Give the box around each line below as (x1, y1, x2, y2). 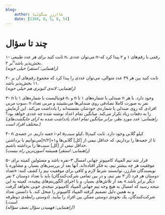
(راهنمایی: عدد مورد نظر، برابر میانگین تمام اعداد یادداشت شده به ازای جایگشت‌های (5, 115, 158, 121)
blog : (5, 7, 17, 12)
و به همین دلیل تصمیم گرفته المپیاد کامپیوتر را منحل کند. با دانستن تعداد (5, 188, 135, 194)
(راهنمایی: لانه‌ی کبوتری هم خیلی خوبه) (5, 85, 76, 91)
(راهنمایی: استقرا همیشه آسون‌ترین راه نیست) (5, 147, 90, 153)
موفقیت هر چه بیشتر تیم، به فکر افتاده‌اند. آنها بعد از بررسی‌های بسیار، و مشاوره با (5, 162, 155, 168)
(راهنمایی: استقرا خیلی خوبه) (5, 65, 58, 71)
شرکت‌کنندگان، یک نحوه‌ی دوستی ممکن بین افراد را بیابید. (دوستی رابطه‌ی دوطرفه (5, 193, 155, 200)
